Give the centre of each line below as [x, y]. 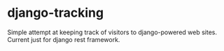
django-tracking [55, 13]
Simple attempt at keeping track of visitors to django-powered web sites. [112, 32]
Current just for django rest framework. [64, 39]
